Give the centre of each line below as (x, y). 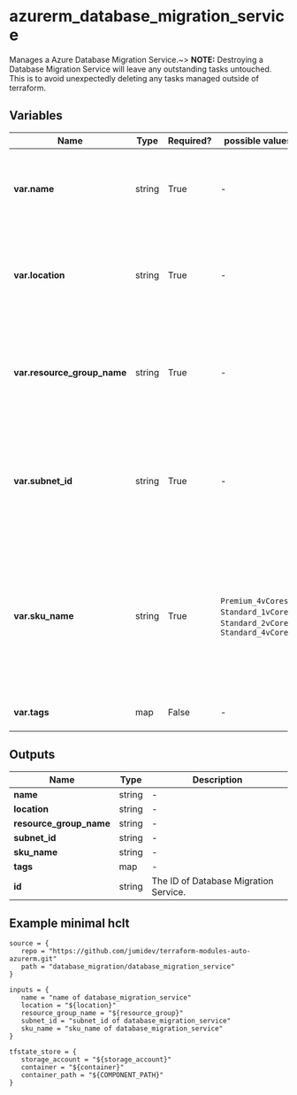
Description (217, 779)
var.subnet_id (43, 481)
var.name (34, 189)
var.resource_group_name (70, 372)
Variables (36, 116)
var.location (39, 274)
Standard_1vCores (257, 612)
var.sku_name (44, 615)
